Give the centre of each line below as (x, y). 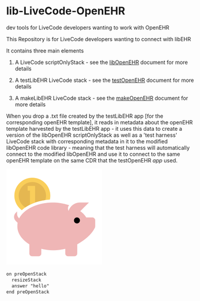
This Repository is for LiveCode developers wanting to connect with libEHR (99, 39)
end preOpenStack (28, 292)
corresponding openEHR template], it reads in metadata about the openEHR (100, 122)
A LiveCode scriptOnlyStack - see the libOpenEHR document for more (101, 62)
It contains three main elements (45, 50)
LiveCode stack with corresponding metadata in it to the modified (87, 141)
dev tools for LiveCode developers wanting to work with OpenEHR (88, 27)
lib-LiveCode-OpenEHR (66, 11)
